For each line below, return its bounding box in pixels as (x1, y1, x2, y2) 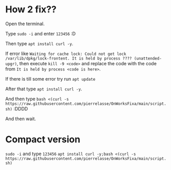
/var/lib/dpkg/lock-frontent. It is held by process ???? (5, 55, 132, 61)
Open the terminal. (5, 21, 45, 27)
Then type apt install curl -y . (5, 40, 73, 47)
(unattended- (134, 55, 162, 61)
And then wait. (5, 116, 36, 122)
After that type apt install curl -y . (5, 86, 82, 92)
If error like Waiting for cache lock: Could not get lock (5, 50, 127, 56)
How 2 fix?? (5, 4, 56, 15)
